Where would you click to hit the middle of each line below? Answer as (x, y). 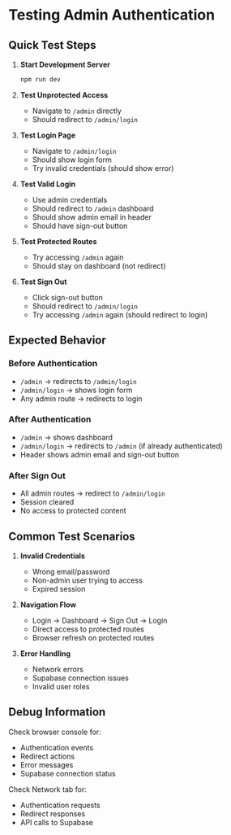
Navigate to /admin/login (74, 151)
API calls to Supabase (56, 822)
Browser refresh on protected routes (93, 637)
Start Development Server (65, 64)
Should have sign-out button (80, 225)
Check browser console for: (55, 732)
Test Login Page (48, 135)
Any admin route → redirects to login (81, 398)
